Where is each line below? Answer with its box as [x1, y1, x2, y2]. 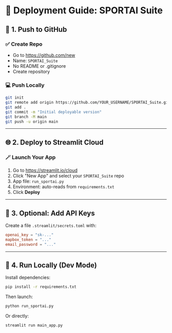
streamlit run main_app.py [5, 323, 63, 328]
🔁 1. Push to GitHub [5, 25, 68, 34]
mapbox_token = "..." [5, 237, 52, 242]
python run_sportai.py [5, 304, 54, 309]
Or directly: [5, 313, 29, 319]
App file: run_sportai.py [12, 178, 64, 184]
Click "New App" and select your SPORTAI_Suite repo [12, 173, 124, 179]
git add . [5, 105, 27, 110]
